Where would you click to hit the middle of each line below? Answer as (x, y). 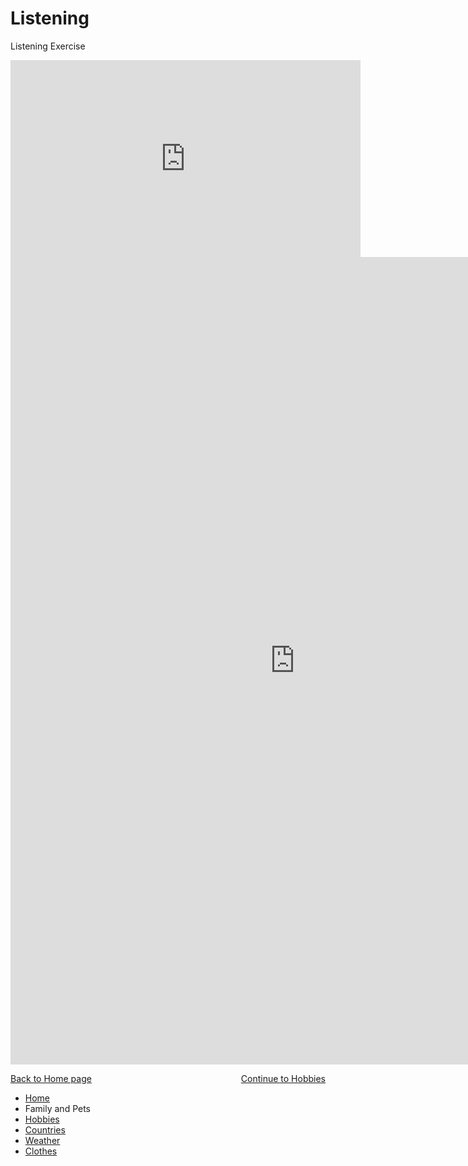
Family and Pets (58, 1108)
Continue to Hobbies (283, 1078)
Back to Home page (51, 1078)
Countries (45, 1129)
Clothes (41, 1151)
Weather (42, 1140)
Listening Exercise (48, 46)
